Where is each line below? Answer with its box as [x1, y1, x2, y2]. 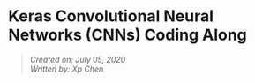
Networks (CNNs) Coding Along [8, 25, 248, 45]
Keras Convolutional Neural [8, 6, 214, 26]
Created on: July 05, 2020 [29, 54, 126, 64]
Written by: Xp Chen [29, 64, 104, 74]
